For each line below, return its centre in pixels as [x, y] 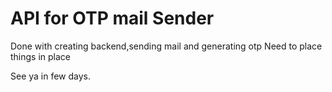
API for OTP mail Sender [112, 18]
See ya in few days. [51, 76]
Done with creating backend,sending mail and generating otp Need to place [166, 46]
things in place [41, 56]
